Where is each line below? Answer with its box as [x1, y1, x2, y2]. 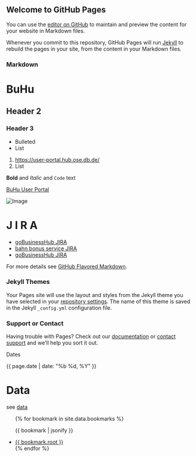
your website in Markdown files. [6, 27, 85, 34]
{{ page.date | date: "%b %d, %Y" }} [6, 363, 97, 370]
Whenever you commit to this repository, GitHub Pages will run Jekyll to [6, 38, 184, 46]
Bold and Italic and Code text [6, 174, 76, 181]
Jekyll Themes [6, 278, 50, 286]
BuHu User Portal [6, 186, 49, 193]
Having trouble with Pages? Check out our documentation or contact [6, 333, 176, 340]
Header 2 [6, 106, 42, 117]
